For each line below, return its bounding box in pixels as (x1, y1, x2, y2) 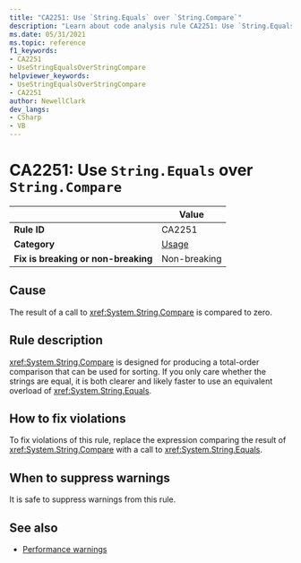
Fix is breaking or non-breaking (13, 252, 153, 264)
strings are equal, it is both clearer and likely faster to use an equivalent (9, 376, 273, 386)
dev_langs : (9, 105, 50, 114)
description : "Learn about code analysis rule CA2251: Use (9, 22, 235, 30)
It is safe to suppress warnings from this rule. (9, 494, 176, 505)
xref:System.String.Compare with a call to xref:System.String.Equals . (9, 445, 262, 455)
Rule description (9, 333, 103, 348)
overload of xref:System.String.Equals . (9, 385, 152, 395)
